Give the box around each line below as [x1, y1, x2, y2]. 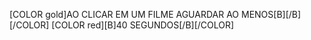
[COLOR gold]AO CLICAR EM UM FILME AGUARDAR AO [9, 9, 240, 20]
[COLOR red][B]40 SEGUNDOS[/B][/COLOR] [51, 19, 235, 31]
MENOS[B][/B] [240, 9, 302, 20]
